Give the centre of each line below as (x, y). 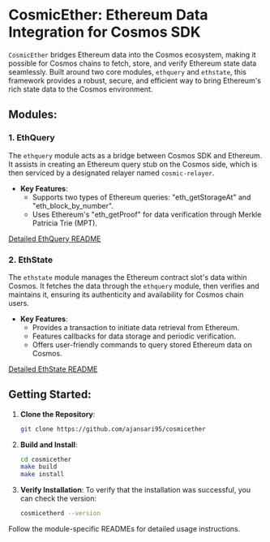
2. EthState (31, 260)
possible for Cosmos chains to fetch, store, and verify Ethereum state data (133, 63)
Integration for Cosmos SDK (105, 32)
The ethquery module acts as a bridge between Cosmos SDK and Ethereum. (135, 155)
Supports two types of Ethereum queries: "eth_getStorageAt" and (141, 197)
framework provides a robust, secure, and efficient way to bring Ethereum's (135, 80)
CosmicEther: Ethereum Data (108, 15)
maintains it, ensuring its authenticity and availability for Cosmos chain (126, 295)
